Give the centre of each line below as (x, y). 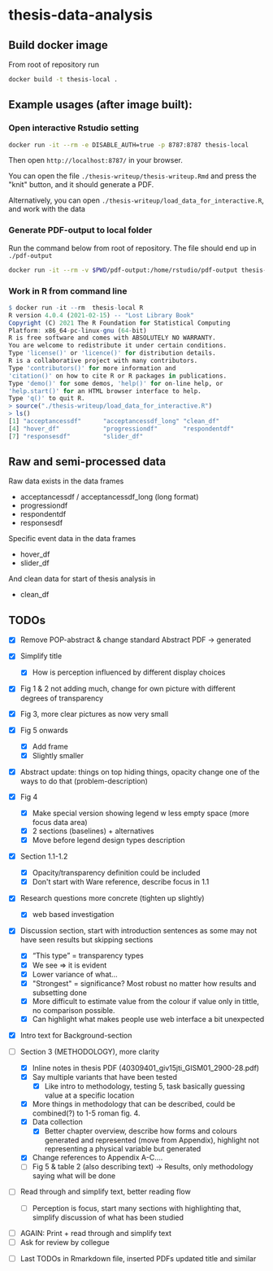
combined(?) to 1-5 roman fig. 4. (86, 1113)
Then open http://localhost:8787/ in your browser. (95, 160)
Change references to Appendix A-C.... (97, 1158)
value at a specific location (89, 1095)
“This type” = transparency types (88, 956)
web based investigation (73, 915)
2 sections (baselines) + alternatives (93, 831)
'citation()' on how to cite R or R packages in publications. (118, 376)
